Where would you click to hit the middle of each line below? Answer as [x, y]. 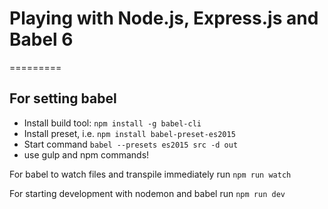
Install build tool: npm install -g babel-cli [112, 123]
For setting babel [63, 98]
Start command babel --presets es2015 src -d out [131, 144]
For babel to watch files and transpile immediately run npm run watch [150, 174]
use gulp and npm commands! [86, 154]
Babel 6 [41, 39]
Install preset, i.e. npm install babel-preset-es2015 [129, 133]
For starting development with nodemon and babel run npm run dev [147, 193]
